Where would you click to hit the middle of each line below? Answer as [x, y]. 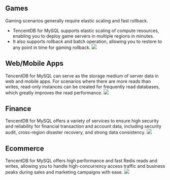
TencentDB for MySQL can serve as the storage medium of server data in [82, 75]
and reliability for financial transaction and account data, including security [83, 126]
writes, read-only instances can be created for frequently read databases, [82, 87]
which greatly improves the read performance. [54, 93]
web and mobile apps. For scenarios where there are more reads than [78, 81]
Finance [18, 109]
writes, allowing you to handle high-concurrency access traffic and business [85, 166]
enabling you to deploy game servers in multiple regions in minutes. [83, 36]
